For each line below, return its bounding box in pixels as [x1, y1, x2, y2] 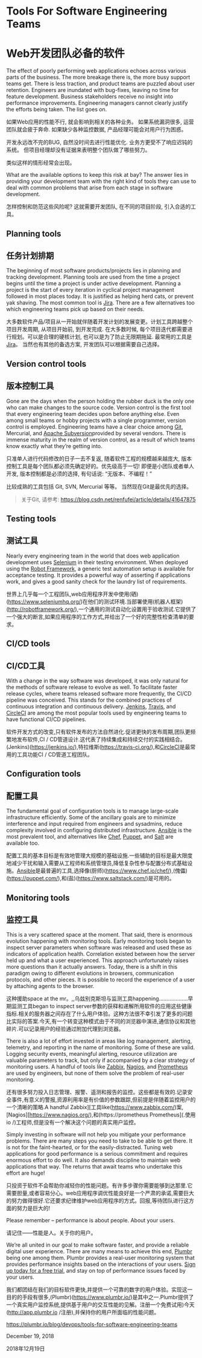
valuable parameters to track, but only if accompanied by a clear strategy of [6, 1056, 195, 1064]
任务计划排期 [6, 250, 54, 261]
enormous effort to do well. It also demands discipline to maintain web [6, 1156, 181, 1164]
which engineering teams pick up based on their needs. [6, 306, 145, 313]
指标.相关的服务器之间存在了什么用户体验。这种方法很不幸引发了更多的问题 [6, 1010, 193, 1018]
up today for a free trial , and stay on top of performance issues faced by [6, 1267, 186, 1274]
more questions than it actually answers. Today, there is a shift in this [6, 963, 178, 971]
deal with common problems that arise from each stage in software [6, 184, 173, 191]
